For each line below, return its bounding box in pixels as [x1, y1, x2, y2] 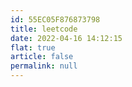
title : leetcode [10, 24, 78, 34]
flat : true [10, 42, 56, 53]
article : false [10, 52, 74, 62]
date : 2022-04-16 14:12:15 [10, 33, 123, 43]
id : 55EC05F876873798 [10, 14, 101, 25]
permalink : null [10, 61, 78, 71]
